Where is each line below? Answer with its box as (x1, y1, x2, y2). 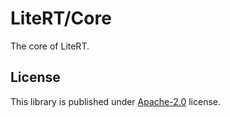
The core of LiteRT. (10, 40, 90, 52)
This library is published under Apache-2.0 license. (10, 95, 222, 107)
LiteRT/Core (10, 7, 112, 30)
